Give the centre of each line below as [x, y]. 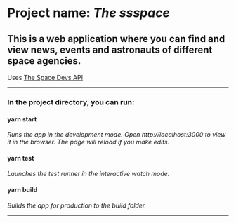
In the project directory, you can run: [71, 102]
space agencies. [44, 61]
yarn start [22, 119]
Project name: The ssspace [89, 13]
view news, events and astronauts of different [110, 49]
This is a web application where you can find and [116, 39]
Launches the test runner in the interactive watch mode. [88, 174]
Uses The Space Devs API [45, 77]
